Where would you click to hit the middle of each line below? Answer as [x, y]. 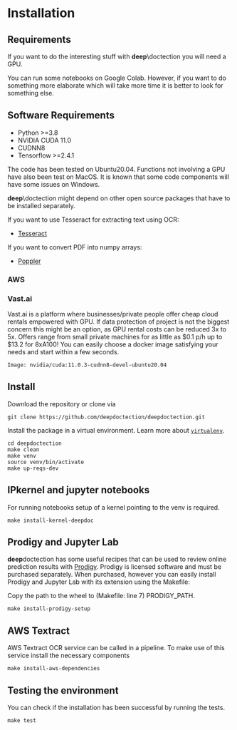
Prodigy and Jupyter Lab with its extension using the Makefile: [99, 582]
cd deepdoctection [35, 443]
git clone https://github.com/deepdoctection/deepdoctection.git [106, 417]
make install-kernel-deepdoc [51, 520]
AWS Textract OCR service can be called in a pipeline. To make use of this [116, 648]
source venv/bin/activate [46, 462]
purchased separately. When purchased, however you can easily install [112, 575]
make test [22, 721]
